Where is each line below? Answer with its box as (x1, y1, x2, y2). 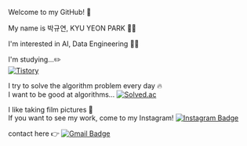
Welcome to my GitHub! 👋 (8, 8, 92, 16)
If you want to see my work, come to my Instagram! (8, 113, 174, 123)
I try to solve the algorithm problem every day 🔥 (8, 81, 162, 90)
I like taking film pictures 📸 (8, 105, 94, 114)
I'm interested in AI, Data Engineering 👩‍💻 (8, 39, 140, 48)
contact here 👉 (8, 129, 60, 138)
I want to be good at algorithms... (8, 90, 115, 99)
